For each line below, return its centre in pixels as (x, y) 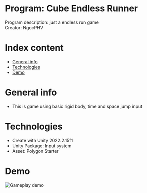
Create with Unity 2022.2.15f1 (43, 140)
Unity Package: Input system (42, 146)
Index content (34, 48)
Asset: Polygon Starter (35, 151)
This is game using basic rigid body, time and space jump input (77, 106)
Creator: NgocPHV (24, 27)
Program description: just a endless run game (52, 22)
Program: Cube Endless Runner (72, 9)
